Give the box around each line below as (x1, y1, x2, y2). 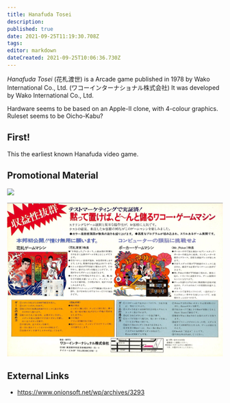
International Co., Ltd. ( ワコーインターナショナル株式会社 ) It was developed (7, 83, 220, 92)
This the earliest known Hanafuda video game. (7, 149, 139, 158)
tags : (7, 40, 23, 47)
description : (7, 18, 44, 25)
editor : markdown (7, 47, 57, 54)
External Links (7, 370, 70, 382)
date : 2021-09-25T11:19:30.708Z (7, 33, 99, 40)
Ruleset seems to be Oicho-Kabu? (7, 112, 104, 120)
